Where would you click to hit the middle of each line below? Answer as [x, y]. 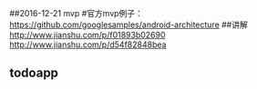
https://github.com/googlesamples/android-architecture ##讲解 [128, 25]
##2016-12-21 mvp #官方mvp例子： [77, 13]
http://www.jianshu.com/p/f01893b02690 [87, 35]
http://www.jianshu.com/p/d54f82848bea [88, 44]
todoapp [34, 73]
